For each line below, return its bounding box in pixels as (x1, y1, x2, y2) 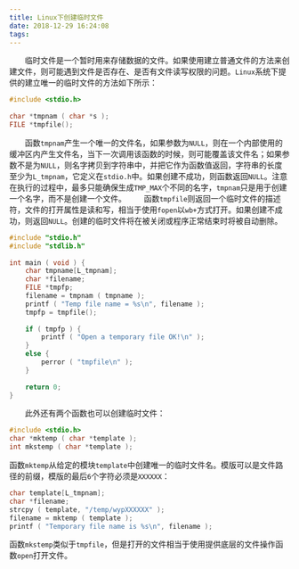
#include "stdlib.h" (9, 242, 86, 251)
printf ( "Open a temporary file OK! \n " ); (41, 333, 205, 342)
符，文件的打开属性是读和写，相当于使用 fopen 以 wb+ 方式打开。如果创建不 (9, 204, 276, 215)
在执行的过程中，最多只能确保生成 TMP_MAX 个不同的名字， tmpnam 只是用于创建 (9, 182, 287, 193)
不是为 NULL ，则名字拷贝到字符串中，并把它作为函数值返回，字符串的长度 (16, 160, 283, 170)
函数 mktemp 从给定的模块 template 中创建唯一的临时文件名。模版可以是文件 (9, 460, 276, 470)
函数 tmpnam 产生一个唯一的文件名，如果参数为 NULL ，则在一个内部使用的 (25, 137, 283, 148)
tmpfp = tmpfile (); (25, 308, 98, 317)
